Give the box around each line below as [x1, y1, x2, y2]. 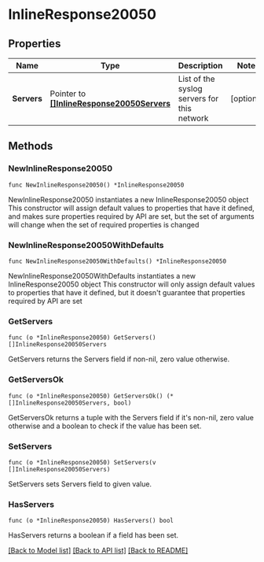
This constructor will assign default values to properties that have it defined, [8, 203, 255, 213]
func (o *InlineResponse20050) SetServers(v [8, 458, 156, 466]
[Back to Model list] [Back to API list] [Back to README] [8, 545, 189, 556]
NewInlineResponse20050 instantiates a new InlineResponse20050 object [8, 194, 249, 204]
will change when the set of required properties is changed [8, 220, 200, 229]
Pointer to [49, 88, 86, 99]
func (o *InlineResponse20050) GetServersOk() [8, 392, 163, 400]
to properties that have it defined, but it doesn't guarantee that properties [8, 287, 246, 297]
